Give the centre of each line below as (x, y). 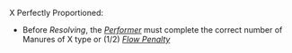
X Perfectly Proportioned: (57, 13)
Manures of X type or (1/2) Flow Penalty (96, 39)
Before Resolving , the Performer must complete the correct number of (152, 30)
